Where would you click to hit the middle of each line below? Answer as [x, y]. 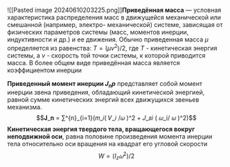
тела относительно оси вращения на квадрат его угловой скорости [107, 144]
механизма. [25, 107]
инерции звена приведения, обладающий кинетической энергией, [106, 92]
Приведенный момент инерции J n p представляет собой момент [105, 84]
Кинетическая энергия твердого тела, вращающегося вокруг [101, 129]
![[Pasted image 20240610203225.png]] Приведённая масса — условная [114, 10]
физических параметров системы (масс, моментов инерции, [98, 32]
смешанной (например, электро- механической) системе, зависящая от [115, 25]
